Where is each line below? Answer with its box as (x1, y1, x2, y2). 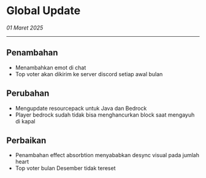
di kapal (15, 117, 36, 125)
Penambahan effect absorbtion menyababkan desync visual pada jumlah (15, 152, 200, 159)
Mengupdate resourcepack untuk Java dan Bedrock (15, 104, 147, 112)
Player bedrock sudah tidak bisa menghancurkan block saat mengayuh (15, 111, 195, 118)
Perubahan (6, 88, 50, 99)
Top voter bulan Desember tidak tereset (15, 164, 116, 172)
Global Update (6, 4, 81, 18)
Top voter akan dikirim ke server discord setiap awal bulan (15, 70, 163, 77)
